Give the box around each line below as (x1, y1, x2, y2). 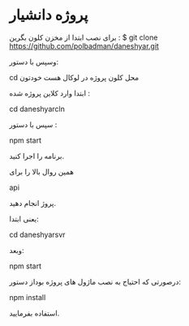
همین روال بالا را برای (9, 166, 74, 176)
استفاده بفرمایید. (9, 308, 60, 318)
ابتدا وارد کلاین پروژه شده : (9, 88, 91, 98)
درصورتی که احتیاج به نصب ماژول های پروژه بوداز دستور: (9, 277, 182, 286)
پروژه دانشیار (9, 6, 88, 24)
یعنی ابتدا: (9, 213, 39, 224)
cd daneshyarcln (9, 104, 66, 114)
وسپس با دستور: (9, 57, 59, 66)
